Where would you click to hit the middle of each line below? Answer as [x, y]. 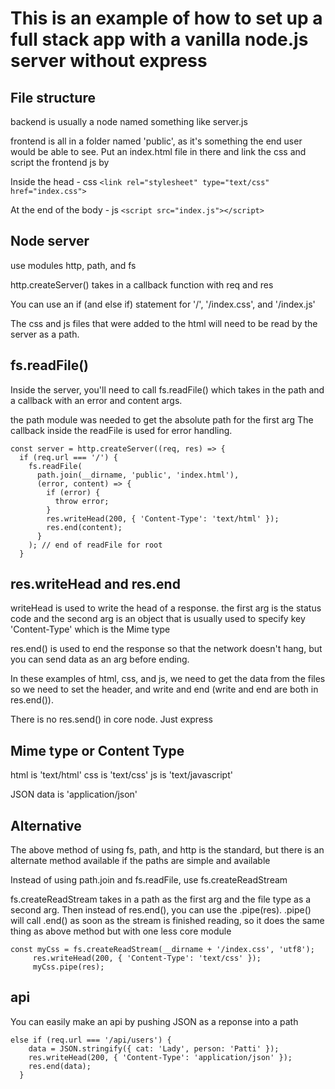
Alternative [46, 825]
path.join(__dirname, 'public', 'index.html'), [138, 475]
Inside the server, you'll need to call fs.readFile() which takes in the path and [167, 389]
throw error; [82, 501]
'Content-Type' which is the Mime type [90, 629]
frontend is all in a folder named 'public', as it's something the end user [156, 141]
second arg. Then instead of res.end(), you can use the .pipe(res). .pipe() [161, 910]
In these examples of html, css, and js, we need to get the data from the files [168, 679]
